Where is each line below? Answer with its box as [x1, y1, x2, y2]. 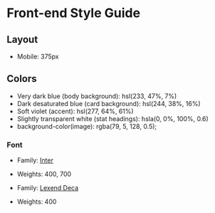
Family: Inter [16, 156, 54, 165]
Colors [6, 73, 37, 85]
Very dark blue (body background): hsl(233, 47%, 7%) [16, 91, 177, 100]
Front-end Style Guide [6, 5, 140, 21]
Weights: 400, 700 [16, 170, 72, 179]
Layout [6, 33, 38, 46]
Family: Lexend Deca [16, 184, 79, 192]
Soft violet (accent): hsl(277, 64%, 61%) [16, 107, 134, 115]
